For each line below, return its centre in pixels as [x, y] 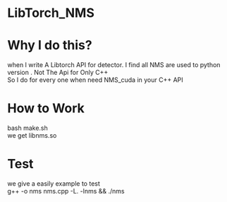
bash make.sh [27, 128]
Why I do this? [50, 46]
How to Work [46, 108]
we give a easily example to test [54, 184]
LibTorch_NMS [51, 13]
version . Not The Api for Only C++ [58, 73]
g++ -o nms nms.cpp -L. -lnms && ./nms [66, 191]
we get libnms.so [32, 136]
